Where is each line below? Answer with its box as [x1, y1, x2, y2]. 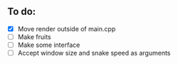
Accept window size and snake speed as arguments [17, 49, 171, 57]
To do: [7, 6, 36, 18]
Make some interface [17, 41, 80, 49]
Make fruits [17, 32, 51, 41]
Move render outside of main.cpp [17, 24, 116, 33]
